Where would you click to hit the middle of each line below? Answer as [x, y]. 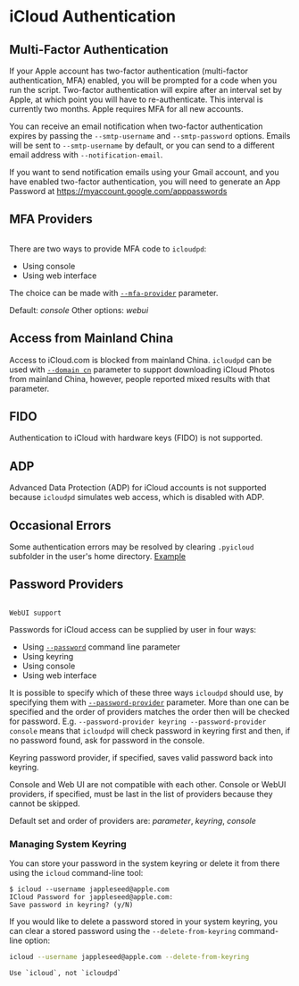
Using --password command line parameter [101, 647]
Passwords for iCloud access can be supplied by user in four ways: [133, 629]
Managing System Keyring [68, 844]
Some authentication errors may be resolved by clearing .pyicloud [132, 547]
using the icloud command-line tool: [76, 873]
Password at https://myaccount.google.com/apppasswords [118, 191]
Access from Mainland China [91, 339]
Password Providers [66, 585]
